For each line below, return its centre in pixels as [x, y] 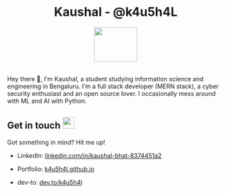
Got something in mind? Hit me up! [56, 142]
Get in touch [34, 126]
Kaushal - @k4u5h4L [116, 12]
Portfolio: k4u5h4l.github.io [56, 169]
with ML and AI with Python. [47, 101]
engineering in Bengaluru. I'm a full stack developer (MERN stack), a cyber [113, 86]
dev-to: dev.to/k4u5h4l [50, 182]
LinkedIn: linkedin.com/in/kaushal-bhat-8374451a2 [89, 155]
